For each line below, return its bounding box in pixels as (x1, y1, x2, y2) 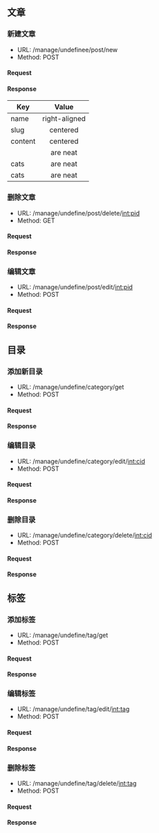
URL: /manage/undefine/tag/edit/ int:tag (17, 705, 130, 713)
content (10, 136, 36, 146)
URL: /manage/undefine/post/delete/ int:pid (17, 209, 140, 217)
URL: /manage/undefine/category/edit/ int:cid (17, 457, 145, 465)
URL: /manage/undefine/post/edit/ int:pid (17, 283, 133, 291)
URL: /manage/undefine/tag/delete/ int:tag (17, 779, 137, 787)
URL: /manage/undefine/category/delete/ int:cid (17, 531, 152, 540)
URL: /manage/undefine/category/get (17, 383, 124, 391)
